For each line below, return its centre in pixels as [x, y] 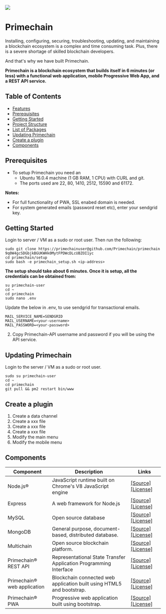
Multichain [20, 546]
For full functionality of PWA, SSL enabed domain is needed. [74, 202]
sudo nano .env [21, 299]
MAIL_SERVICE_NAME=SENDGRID [34, 317]
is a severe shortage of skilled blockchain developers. [60, 51]
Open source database [78, 517]
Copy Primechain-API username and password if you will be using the [83, 334]
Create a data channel [35, 416]
